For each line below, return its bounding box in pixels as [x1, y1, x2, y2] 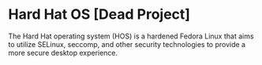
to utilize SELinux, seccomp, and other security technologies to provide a [8, 39, 246, 49]
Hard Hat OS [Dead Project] [8, 5, 191, 23]
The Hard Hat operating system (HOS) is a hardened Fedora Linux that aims [8, 31, 254, 41]
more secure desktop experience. [8, 48, 118, 57]
